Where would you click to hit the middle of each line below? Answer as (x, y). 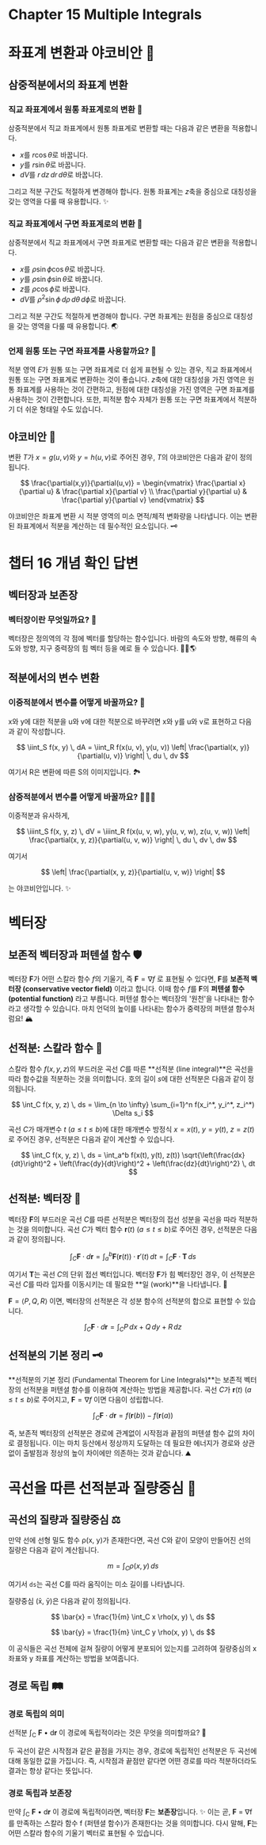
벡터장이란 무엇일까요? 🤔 (53, 619)
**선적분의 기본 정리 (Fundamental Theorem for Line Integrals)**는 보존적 (125, 1379)
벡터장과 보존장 (43, 595)
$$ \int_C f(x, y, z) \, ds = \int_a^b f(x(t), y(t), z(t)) (101, 1155)
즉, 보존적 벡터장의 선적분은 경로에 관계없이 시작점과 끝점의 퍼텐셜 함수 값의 (124, 1433)
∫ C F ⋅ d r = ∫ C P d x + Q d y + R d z (133, 1328)
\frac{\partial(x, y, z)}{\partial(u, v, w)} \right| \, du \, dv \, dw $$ (133, 839)
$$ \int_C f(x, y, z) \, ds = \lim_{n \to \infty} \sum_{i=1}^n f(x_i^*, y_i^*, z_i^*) (133, 1104)
